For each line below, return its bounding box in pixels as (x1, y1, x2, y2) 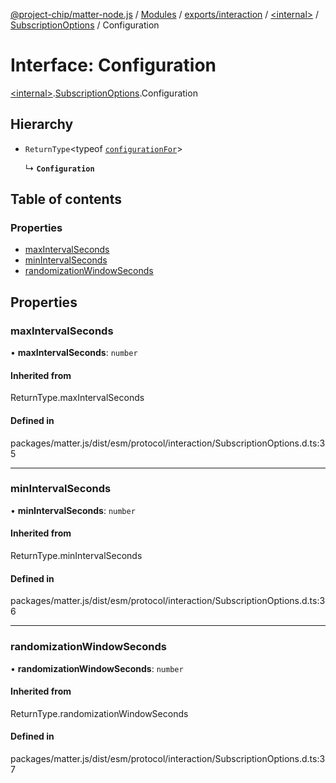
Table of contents (10, 191, 122, 208)
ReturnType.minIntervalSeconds (10, 550, 143, 562)
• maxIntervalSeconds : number (10, 347, 138, 359)
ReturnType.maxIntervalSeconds (10, 392, 145, 404)
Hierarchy (10, 116, 74, 133)
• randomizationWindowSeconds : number (10, 662, 184, 674)
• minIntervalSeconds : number (10, 504, 136, 516)
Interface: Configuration (10, 54, 217, 77)
